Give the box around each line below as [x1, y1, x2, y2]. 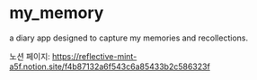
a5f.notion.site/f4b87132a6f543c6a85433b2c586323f [9, 61, 211, 72]
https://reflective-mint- [52, 50, 137, 61]
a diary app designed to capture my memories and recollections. [9, 32, 249, 43]
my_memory [9, 3, 104, 23]
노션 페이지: [9, 50, 51, 61]
